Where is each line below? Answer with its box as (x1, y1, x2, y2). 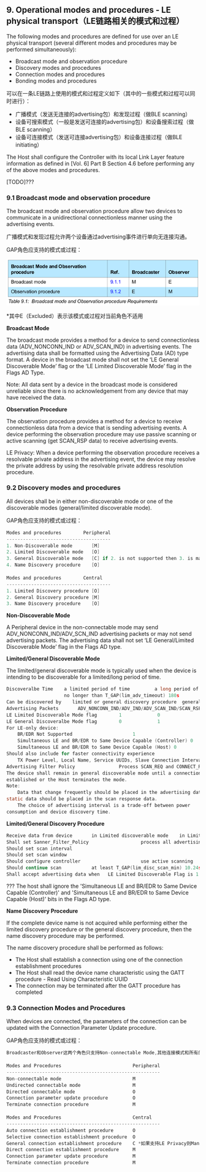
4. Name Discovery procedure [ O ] (6, 562, 100, 569)
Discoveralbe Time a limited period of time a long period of (6, 686, 199, 692)
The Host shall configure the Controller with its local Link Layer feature (6, 153, 185, 161)
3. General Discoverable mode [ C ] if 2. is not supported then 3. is (6, 556, 193, 562)
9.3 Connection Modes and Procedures (6, 1004, 126, 1012)
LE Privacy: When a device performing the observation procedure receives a (6, 448, 200, 456)
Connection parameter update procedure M (6, 1153, 136, 1160)
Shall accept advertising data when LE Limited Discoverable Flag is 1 (6, 871, 199, 878)
